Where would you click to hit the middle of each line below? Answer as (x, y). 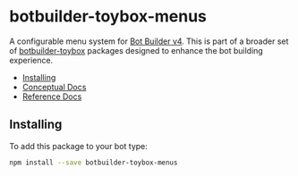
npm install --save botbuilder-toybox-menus (94, 163)
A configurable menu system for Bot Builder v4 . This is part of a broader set (149, 41)
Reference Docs (52, 96)
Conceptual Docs (54, 87)
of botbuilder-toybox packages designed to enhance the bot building (136, 50)
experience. (31, 60)
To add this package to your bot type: (78, 146)
